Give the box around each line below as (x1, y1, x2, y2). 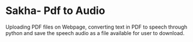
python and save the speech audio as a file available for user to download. (5, 29, 185, 36)
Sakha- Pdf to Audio (5, 4, 106, 17)
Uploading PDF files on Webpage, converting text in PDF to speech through (5, 23, 188, 30)
